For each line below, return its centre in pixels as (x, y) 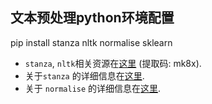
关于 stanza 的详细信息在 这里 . (84, 75)
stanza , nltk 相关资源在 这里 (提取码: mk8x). (113, 63)
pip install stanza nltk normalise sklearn (91, 42)
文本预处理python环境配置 (92, 18)
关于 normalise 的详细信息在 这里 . (93, 88)
